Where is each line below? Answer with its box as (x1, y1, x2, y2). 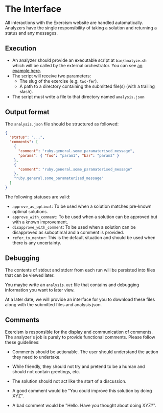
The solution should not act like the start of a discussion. (12, 378, 126, 384)
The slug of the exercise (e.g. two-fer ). (19, 78, 98, 84)
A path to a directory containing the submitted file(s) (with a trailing (19, 83, 155, 89)
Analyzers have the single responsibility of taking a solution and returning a (5, 24, 157, 30)
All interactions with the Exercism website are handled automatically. (5, 20, 143, 25)
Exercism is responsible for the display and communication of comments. (5, 329, 153, 335)
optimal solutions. (12, 208, 48, 214)
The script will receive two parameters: (12, 73, 92, 79)
